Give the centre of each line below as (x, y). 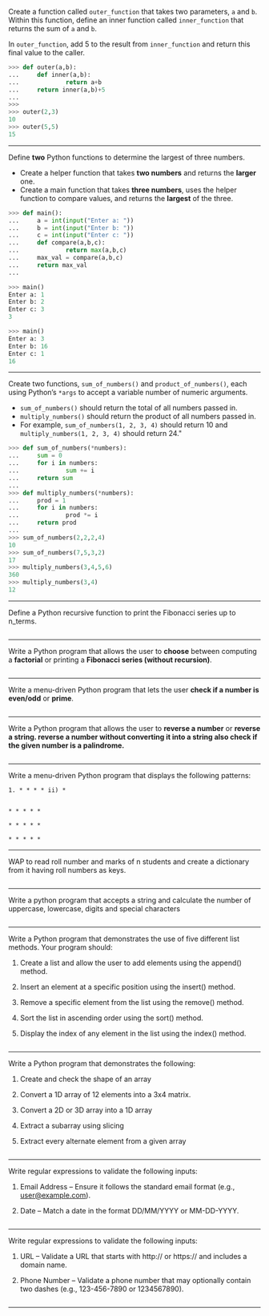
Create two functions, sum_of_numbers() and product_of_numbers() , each (128, 384)
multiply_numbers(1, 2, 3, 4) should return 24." (101, 434)
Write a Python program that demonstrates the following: (102, 1063)
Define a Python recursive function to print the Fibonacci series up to (122, 612)
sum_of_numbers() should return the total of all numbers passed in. (128, 408)
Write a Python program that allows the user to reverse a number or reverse (134, 728)
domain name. (44, 1265)
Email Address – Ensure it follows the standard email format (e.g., (127, 1186)
